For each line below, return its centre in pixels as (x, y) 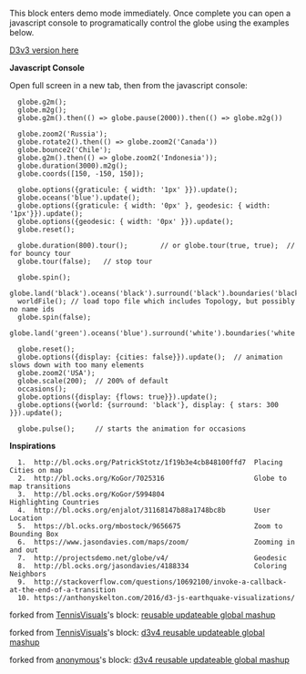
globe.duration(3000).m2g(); (73, 166)
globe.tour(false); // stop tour (85, 261)
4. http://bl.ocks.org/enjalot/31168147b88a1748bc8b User (144, 510)
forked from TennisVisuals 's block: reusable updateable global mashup (143, 615)
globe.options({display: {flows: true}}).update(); (118, 397)
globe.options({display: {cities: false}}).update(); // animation (150, 357)
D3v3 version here (44, 50)
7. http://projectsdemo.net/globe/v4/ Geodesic (152, 558)
